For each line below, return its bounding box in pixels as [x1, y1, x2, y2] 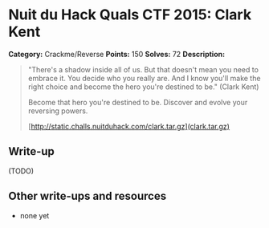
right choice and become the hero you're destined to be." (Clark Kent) [27, 82, 259, 92]
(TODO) [8, 166, 35, 176]
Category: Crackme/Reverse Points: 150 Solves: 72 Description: [8, 49, 226, 59]
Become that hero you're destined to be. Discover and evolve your [27, 97, 248, 107]
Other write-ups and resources [8, 189, 167, 203]
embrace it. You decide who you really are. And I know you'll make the [27, 73, 261, 83]
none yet [19, 210, 50, 220]
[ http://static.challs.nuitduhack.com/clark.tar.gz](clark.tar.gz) [27, 121, 230, 131]
